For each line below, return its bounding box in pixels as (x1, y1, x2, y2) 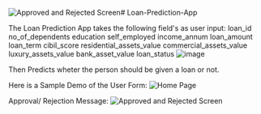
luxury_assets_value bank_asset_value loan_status (8, 49, 175, 58)
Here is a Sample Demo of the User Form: (8, 81, 148, 90)
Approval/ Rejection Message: (8, 96, 109, 105)
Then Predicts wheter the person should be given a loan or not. (8, 65, 220, 74)
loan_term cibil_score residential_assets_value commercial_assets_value (8, 40, 248, 50)
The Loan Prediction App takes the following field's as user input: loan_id (8, 23, 252, 32)
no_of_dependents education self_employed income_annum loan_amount (8, 32, 253, 41)
